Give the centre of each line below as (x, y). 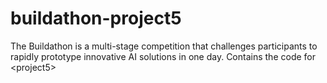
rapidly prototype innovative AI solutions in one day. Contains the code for (163, 56)
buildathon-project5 (96, 18)
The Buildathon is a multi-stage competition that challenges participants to (164, 46)
